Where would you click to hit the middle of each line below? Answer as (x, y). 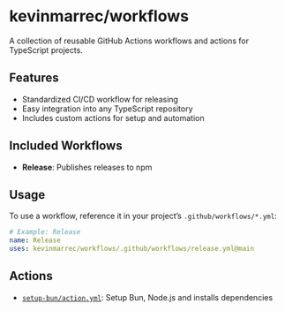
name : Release (35, 240)
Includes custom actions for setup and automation (113, 118)
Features (34, 78)
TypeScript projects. (46, 49)
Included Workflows (66, 146)
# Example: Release (45, 232)
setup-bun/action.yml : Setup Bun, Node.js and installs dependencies (147, 297)
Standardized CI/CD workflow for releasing (100, 99)
